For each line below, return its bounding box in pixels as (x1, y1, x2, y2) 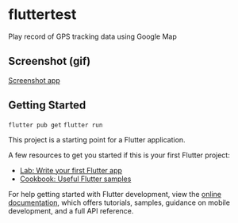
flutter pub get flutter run (8, 121, 103, 129)
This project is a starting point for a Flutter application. (8, 134, 186, 144)
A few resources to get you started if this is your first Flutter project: (8, 150, 230, 160)
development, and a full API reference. (8, 206, 134, 215)
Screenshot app (8, 75, 61, 85)
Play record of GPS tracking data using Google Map (8, 32, 177, 41)
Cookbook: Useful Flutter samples (19, 174, 132, 183)
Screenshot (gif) (8, 55, 91, 68)
